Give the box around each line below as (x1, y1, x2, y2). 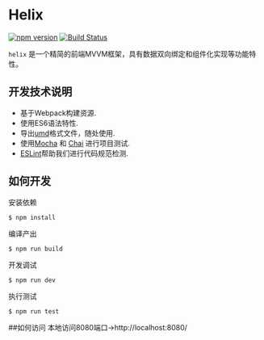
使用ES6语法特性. (19, 118, 78, 128)
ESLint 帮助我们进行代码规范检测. (19, 148, 129, 158)
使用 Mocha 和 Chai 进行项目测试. (19, 138, 131, 148)
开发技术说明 (8, 85, 73, 99)
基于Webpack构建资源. (19, 107, 97, 118)
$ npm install (8, 213, 57, 221)
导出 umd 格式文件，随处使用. (19, 128, 115, 138)
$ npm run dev (8, 276, 57, 284)
